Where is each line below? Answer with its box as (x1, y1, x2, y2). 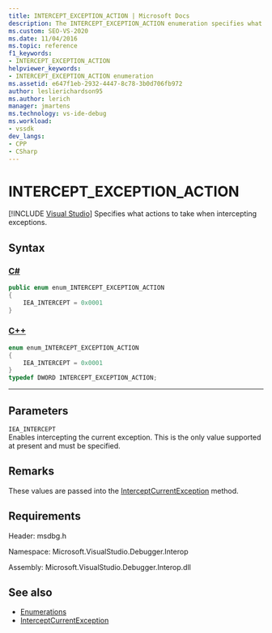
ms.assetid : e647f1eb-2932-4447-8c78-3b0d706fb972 (8, 79, 183, 87)
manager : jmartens (8, 102, 70, 110)
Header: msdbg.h (8, 531, 67, 541)
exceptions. (8, 218, 47, 227)
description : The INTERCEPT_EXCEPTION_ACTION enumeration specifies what (8, 19, 263, 28)
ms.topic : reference (8, 42, 79, 50)
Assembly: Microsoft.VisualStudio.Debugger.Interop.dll (8, 562, 192, 571)
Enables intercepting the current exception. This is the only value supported (8, 432, 261, 442)
